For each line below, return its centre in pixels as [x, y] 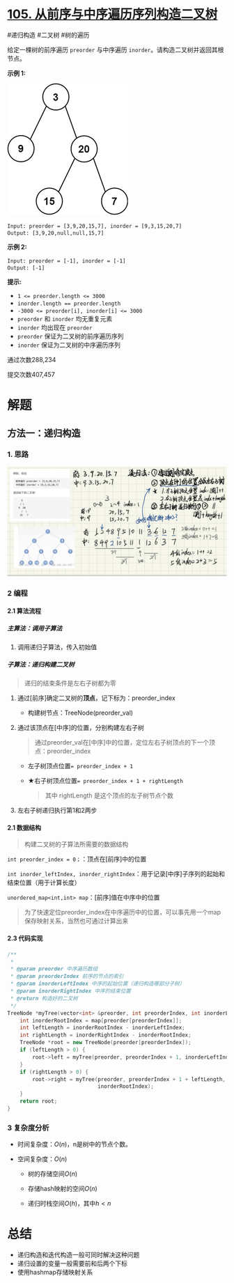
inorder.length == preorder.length [69, 304]
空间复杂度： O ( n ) [42, 1159]
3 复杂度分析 [29, 1128]
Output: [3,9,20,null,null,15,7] [56, 233]
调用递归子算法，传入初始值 [57, 647]
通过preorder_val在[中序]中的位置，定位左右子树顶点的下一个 [122, 742]
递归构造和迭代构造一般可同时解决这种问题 [78, 1255]
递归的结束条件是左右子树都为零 [70, 683]
